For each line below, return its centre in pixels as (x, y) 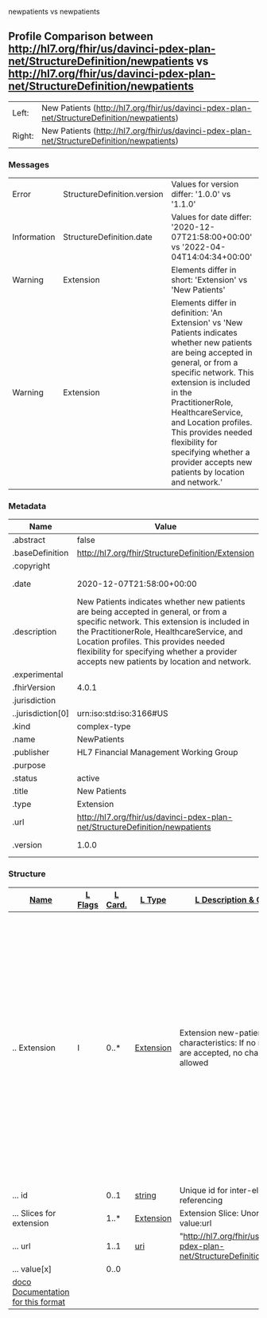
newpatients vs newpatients (54, 12)
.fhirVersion (34, 687)
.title (20, 791)
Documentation (41, 1292)
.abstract (29, 540)
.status (25, 778)
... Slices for (34, 1213)
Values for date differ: (211, 217)
